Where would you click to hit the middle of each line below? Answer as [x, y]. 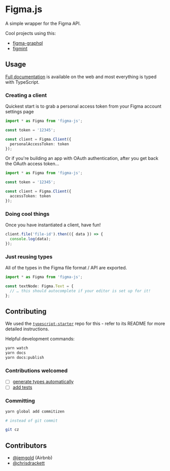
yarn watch [17, 348]
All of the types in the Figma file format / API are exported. [66, 268]
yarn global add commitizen [35, 411]
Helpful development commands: [40, 339]
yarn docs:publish [25, 358]
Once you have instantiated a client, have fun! [53, 225]
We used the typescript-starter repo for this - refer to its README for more [85, 324]
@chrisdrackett [29, 463]
